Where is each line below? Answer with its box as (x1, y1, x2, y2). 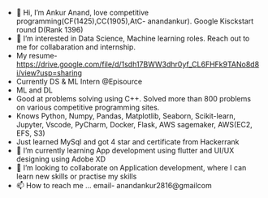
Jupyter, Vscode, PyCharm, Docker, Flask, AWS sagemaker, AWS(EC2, (15, 120, 253, 129)
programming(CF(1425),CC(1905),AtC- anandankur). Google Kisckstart (15, 16, 254, 26)
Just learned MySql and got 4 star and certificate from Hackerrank (15, 137, 240, 146)
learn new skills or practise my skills (15, 171, 137, 181)
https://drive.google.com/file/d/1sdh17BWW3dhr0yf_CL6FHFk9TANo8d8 (15, 59, 260, 69)
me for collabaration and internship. (15, 42, 136, 52)
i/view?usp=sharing (15, 68, 83, 77)
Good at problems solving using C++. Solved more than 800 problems (15, 94, 252, 103)
